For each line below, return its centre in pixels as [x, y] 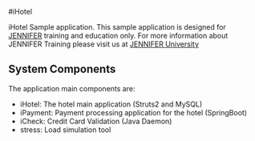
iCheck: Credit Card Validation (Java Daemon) [96, 121]
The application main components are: [72, 88]
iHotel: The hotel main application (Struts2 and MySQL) [111, 104]
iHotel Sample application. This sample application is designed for [117, 27]
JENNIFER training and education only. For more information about [118, 36]
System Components [62, 69]
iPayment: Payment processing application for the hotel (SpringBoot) [133, 112]
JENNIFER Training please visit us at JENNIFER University [103, 44]
